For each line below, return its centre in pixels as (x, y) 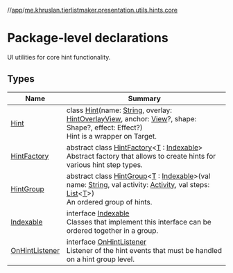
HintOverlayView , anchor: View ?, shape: (131, 118)
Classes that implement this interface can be (139, 222)
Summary (145, 98)
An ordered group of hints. (109, 202)
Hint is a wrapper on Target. (112, 136)
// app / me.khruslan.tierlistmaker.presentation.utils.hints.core (93, 10)
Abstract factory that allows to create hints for (141, 156)
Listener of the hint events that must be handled (144, 250)
